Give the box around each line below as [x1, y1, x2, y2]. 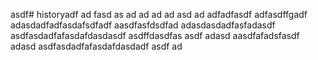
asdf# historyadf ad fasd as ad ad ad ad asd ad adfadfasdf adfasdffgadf [10, 9, 308, 20]
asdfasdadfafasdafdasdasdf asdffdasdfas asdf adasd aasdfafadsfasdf [10, 30, 300, 41]
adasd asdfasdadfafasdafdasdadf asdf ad [10, 40, 183, 52]
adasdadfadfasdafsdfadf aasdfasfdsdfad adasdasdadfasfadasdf [10, 19, 276, 31]
